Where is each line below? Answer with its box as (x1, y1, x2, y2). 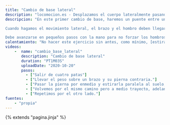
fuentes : (5, 96, 24, 101)
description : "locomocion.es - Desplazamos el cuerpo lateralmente (5, 12, 151, 17)
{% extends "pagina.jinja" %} (5, 114, 66, 120)
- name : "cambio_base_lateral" (14, 49, 82, 54)
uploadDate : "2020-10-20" (21, 63, 76, 68)
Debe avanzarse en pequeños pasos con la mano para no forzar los (5, 35, 148, 40)
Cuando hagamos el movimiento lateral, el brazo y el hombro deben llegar (5, 26, 166, 31)
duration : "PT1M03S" (21, 58, 65, 64)
